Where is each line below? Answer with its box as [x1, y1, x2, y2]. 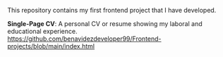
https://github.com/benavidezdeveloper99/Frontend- [7, 34, 162, 43]
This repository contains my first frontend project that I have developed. [7, 6, 217, 14]
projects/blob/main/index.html [7, 42, 95, 50]
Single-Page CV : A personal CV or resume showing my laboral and [7, 20, 203, 27]
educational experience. [7, 27, 78, 35]
